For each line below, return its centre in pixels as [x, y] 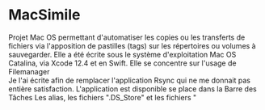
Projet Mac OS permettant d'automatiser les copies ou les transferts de [127, 37]
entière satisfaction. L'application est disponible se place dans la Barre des [132, 89]
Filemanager [29, 71]
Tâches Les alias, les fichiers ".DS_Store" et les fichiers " [103, 97]
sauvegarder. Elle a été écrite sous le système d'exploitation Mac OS [122, 54]
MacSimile [44, 15]
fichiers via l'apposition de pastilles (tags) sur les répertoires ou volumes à [132, 45]
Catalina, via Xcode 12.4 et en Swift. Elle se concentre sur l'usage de [122, 63]
